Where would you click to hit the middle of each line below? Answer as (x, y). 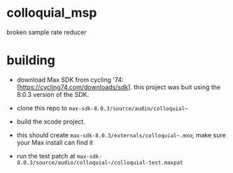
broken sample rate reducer (47, 32)
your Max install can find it (55, 142)
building (31, 60)
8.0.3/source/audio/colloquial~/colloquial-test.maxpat (100, 163)
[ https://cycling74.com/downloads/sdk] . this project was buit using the (119, 87)
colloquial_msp (52, 13)
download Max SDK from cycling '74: (70, 80)
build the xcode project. (51, 121)
